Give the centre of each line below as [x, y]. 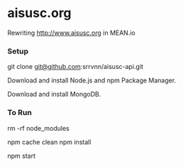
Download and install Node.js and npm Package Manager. [92, 80]
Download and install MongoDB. [54, 95]
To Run [20, 113]
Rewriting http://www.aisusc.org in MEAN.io [72, 33]
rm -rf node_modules [38, 128]
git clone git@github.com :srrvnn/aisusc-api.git [76, 67]
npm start [22, 156]
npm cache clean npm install [49, 142]
